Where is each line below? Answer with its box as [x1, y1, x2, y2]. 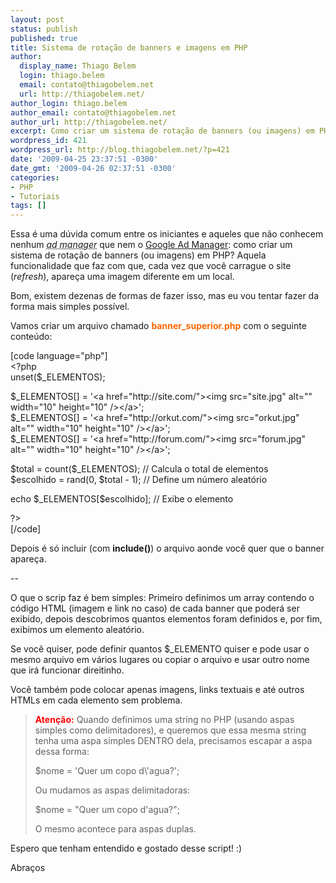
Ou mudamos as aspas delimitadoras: [34, 784, 191, 796]
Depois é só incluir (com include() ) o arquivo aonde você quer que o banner [10, 542, 325, 555]
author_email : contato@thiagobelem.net [10, 107, 177, 118]
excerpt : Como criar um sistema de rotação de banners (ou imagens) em [10, 126, 315, 136]
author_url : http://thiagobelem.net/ [10, 117, 168, 127]
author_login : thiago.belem [10, 98, 128, 108]
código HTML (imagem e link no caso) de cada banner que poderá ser [10, 602, 300, 615]
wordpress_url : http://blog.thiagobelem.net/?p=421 [10, 145, 230, 155]
